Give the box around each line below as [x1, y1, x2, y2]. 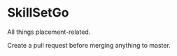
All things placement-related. [7, 28, 91, 36]
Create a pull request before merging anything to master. [7, 41, 171, 49]
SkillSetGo [7, 5, 69, 21]
